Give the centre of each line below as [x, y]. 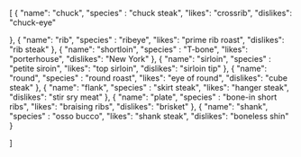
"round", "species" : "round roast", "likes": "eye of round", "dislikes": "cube [149, 78]
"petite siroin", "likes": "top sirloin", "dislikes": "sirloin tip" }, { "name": [138, 68]
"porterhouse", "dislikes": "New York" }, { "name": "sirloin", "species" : [141, 59]
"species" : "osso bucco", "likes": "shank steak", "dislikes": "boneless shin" [149, 116]
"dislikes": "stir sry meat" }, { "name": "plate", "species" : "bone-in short [143, 97]
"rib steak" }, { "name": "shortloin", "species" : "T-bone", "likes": [128, 49]
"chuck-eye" [33, 22]
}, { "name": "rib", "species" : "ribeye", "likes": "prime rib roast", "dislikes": [147, 40]
